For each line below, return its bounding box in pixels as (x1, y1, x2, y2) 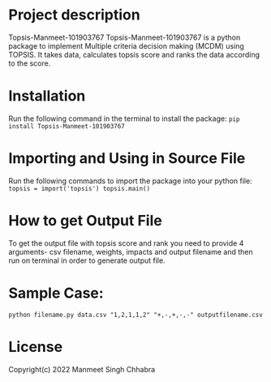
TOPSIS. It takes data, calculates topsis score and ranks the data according (8, 49, 260, 59)
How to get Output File (8, 212, 162, 230)
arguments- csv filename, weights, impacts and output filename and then (8, 247, 253, 256)
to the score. (8, 58, 51, 68)
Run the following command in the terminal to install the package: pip (8, 114, 240, 123)
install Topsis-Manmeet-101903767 (8, 122, 126, 131)
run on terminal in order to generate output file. (8, 255, 166, 265)
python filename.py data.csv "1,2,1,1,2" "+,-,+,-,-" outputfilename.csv (8, 311, 264, 319)
